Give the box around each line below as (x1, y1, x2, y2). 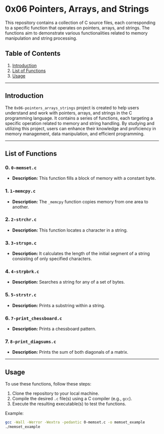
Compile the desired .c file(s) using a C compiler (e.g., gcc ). (12, 396, 132, 402)
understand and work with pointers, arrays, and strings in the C (5, 110, 132, 116)
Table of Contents (5, 49, 61, 58)
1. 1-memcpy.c (5, 188, 36, 194)
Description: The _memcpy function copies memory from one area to (12, 198, 148, 204)
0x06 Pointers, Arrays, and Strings (5, 3, 149, 15)
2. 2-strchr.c (5, 216, 37, 223)
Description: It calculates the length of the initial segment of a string (12, 251, 150, 257)
